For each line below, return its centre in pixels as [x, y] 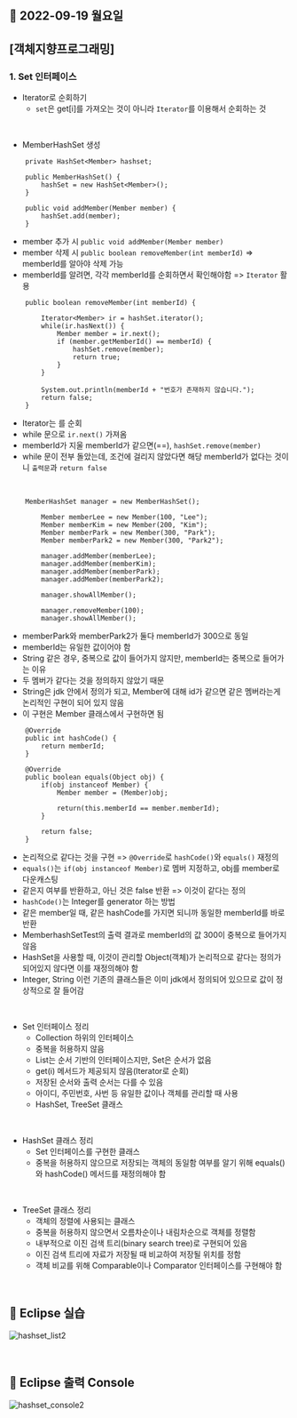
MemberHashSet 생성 [61, 145]
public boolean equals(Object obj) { [95, 777]
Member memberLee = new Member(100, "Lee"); [125, 517]
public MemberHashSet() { [73, 177]
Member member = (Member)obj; [112, 793]
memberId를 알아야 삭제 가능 [73, 264]
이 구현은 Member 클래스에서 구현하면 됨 [93, 714]
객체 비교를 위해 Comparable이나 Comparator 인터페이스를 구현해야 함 [159, 1266]
